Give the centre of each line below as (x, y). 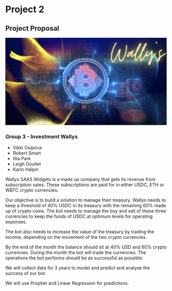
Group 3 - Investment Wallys (42, 137)
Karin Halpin (26, 169)
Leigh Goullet (27, 164)
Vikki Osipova (27, 148)
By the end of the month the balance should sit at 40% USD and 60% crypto (86, 247)
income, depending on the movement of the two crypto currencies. (76, 237)
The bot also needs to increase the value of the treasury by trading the (80, 232)
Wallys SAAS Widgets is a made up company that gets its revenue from (81, 180)
